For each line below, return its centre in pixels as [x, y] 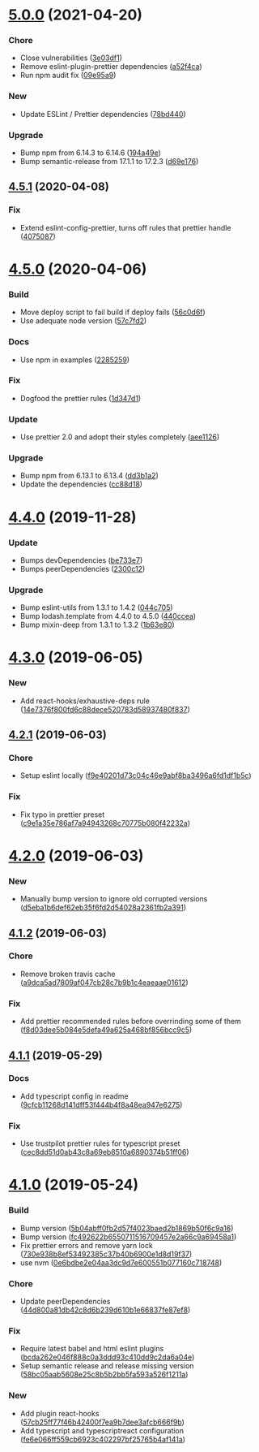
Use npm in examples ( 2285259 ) [75, 360]
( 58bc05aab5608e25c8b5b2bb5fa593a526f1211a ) [104, 1375]
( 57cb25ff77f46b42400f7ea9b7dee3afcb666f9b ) [102, 1422]
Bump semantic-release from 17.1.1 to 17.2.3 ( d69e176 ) [109, 162]
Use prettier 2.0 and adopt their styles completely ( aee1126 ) [120, 437]
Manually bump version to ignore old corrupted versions [114, 899]
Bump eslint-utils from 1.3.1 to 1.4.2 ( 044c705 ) [96, 607]
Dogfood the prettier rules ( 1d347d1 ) [81, 398]
